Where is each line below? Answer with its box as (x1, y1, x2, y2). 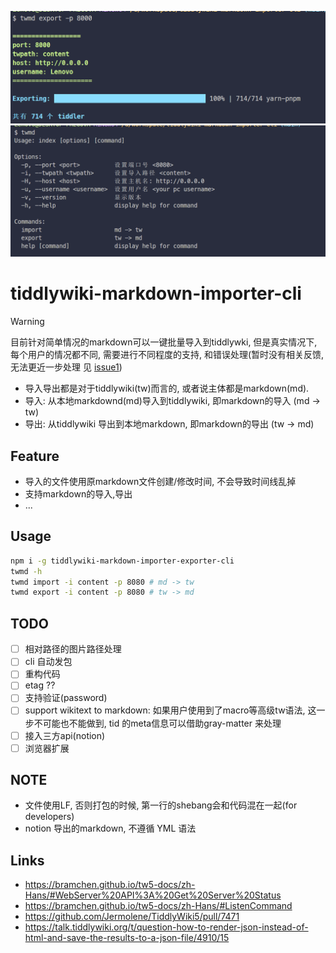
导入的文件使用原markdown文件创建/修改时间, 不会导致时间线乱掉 (24, 476, 297, 488)
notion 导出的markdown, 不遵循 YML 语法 (24, 822, 197, 835)
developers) (24, 811, 75, 823)
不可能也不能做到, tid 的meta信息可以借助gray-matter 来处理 (33, 717, 282, 729)
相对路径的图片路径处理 (24, 643, 122, 655)
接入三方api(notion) (24, 729, 106, 741)
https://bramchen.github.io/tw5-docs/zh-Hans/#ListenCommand (24, 900, 293, 912)
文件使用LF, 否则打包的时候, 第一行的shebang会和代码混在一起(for (24, 799, 298, 811)
